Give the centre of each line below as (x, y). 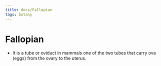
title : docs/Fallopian (29, 10)
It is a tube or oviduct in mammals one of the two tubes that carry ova (84, 53)
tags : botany (19, 14)
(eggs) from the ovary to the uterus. (49, 58)
